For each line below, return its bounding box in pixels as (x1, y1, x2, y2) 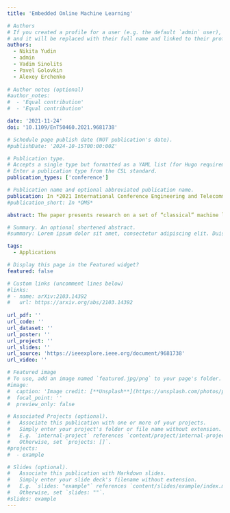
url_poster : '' (7, 331, 51, 338)
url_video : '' (7, 357, 48, 364)
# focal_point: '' (7, 395, 63, 401)
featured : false (7, 268, 53, 275)
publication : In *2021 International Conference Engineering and (7, 192, 197, 199)
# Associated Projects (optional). (7, 413, 109, 420)
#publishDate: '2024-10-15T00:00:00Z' (7, 142, 118, 149)
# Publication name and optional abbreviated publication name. (7, 186, 194, 193)
